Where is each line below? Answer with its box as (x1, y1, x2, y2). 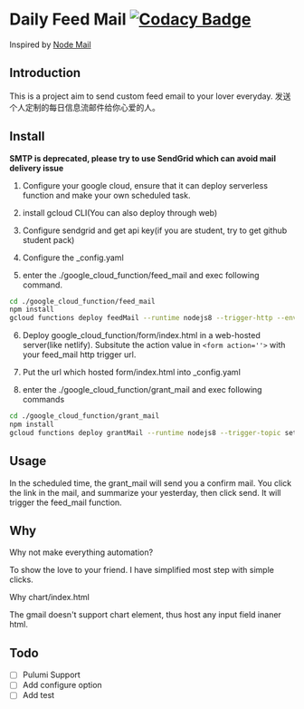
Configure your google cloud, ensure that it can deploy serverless (22, 180, 269, 190)
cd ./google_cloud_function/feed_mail (9, 296, 156, 306)
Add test (22, 690, 55, 701)
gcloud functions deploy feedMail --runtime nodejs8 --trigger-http (9, 314, 273, 323)
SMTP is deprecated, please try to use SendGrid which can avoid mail (9, 152, 276, 163)
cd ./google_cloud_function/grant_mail (9, 412, 160, 421)
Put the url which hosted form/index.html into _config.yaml (22, 367, 242, 378)
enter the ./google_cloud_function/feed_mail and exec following (22, 269, 260, 280)
